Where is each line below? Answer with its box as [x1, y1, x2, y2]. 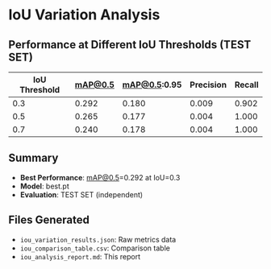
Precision [189, 79, 227, 90]
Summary [8, 151, 59, 165]
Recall [234, 79, 259, 90]
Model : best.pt [19, 181, 70, 191]
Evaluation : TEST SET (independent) [19, 189, 144, 199]
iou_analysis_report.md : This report [19, 251, 141, 261]
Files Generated [8, 213, 90, 227]
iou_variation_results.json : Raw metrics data [19, 234, 177, 244]
